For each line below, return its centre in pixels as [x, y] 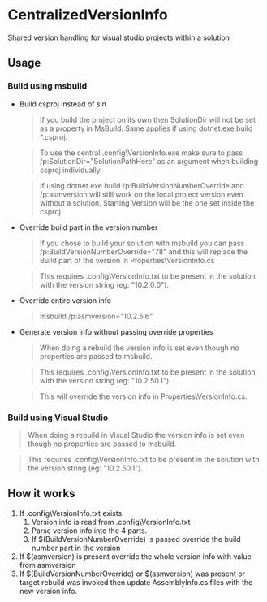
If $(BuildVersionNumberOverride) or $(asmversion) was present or [132, 574]
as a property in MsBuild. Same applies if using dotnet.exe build [146, 128]
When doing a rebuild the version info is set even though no [140, 348]
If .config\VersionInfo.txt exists [71, 513]
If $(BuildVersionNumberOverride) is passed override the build [136, 539]
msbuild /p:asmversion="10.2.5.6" [96, 316]
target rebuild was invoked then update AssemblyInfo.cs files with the [136, 582]
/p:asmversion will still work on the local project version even [142, 194]
